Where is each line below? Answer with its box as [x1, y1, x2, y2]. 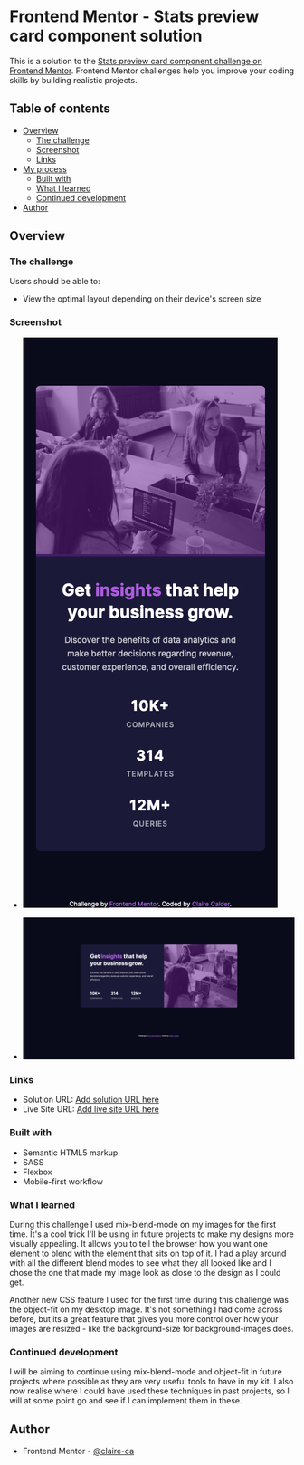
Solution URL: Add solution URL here [22, 1094, 160, 1106]
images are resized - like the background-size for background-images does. [9, 1323, 294, 1334]
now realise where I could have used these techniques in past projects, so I [9, 1385, 290, 1396]
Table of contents [9, 101, 110, 117]
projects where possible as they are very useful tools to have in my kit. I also [9, 1376, 294, 1387]
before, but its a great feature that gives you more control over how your [9, 1313, 279, 1324]
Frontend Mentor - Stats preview [9, 6, 260, 27]
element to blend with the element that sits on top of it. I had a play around [9, 1248, 287, 1259]
